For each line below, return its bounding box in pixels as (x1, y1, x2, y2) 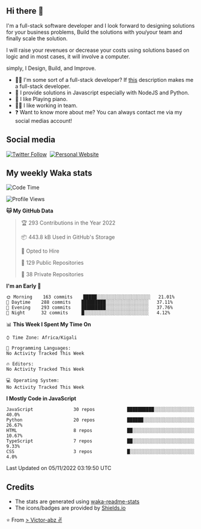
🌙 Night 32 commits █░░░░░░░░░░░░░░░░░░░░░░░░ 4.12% (6, 310, 170, 316)
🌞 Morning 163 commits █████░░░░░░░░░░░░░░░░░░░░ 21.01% (6, 294, 175, 300)
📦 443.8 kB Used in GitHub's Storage (20, 234, 115, 241)
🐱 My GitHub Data (6, 207, 54, 214)
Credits (6, 482, 35, 492)
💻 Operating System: (6, 377, 60, 384)
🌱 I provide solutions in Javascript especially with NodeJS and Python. (14, 88, 190, 96)
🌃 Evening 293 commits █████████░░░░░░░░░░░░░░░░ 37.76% (6, 305, 173, 311)
